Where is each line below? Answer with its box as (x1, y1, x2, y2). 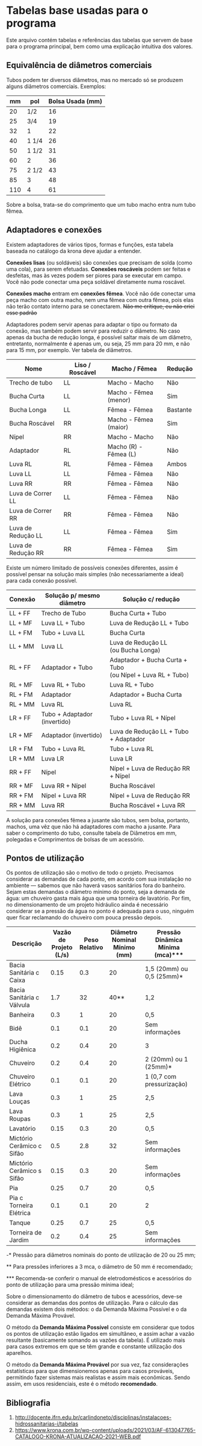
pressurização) (145, 1080, 188, 1089)
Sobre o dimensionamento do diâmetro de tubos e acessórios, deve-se (6, 1293, 182, 1300)
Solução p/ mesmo (44, 591, 100, 600)
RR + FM (9, 791, 34, 799)
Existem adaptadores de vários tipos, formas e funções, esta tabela (6, 240, 174, 248)
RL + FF (9, 663, 31, 671)
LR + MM (9, 754, 35, 762)
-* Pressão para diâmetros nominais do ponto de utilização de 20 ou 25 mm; (6, 1251, 196, 1259)
